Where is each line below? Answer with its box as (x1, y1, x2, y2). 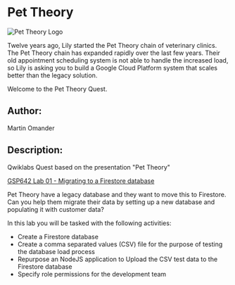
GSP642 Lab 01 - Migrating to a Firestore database (7, 177, 155, 185)
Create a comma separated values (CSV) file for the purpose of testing (17, 240, 223, 248)
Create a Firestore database (17, 232, 99, 241)
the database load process (17, 247, 95, 255)
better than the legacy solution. (7, 71, 98, 80)
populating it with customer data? (7, 205, 104, 213)
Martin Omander (7, 124, 55, 132)
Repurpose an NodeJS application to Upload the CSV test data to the (17, 255, 218, 263)
